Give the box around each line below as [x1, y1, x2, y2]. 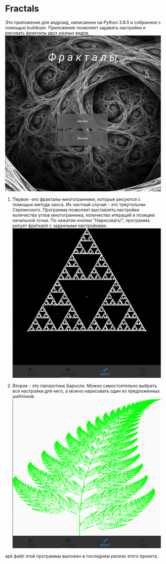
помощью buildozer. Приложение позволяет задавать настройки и [5, 24, 146, 30]
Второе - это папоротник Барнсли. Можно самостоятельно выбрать [12, 383, 157, 389]
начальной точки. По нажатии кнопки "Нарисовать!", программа [12, 218, 150, 224]
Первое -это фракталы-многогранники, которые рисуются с [12, 196, 141, 202]
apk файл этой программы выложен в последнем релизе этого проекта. [5, 553, 159, 559]
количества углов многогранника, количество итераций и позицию [12, 212, 156, 218]
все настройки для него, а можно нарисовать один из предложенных [12, 388, 160, 394]
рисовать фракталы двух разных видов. [5, 30, 90, 36]
